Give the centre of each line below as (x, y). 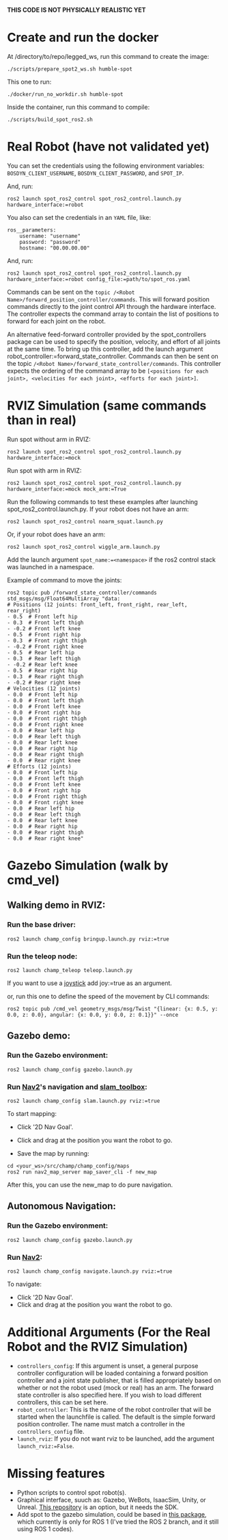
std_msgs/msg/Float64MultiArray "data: (64, 599)
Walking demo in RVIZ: (56, 905)
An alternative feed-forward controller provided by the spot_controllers (107, 334)
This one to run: (29, 82)
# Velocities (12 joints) (44, 688)
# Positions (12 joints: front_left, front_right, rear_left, (97, 605)
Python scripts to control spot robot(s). (72, 1492)
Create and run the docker (83, 38)
